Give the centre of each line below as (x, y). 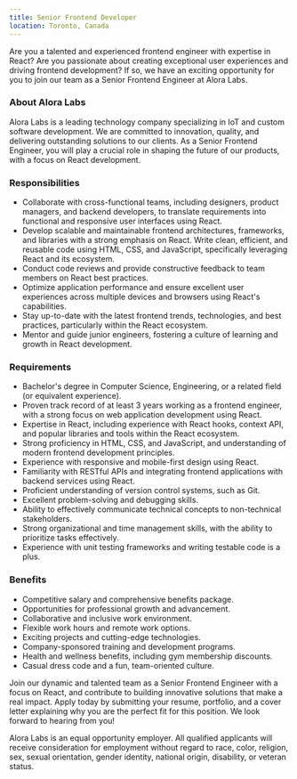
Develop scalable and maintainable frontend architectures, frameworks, (153, 231)
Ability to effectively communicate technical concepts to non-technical (152, 509)
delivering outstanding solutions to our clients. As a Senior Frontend (133, 141)
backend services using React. (78, 481)
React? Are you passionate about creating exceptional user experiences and (149, 61)
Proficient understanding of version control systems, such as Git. (141, 491)
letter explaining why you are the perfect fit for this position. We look (135, 711)
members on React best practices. (85, 278)
